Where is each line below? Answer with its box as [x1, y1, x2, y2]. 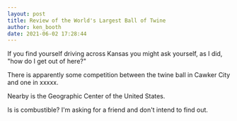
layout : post [7, 10, 46, 18]
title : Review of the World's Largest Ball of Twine [7, 17, 166, 24]
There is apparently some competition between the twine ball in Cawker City [7, 71, 231, 79]
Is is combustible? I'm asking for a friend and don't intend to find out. [7, 105, 209, 114]
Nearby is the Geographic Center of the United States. [7, 92, 166, 100]
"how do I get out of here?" [7, 57, 87, 66]
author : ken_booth [7, 23, 62, 30]
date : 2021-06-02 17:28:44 [7, 30, 87, 38]
